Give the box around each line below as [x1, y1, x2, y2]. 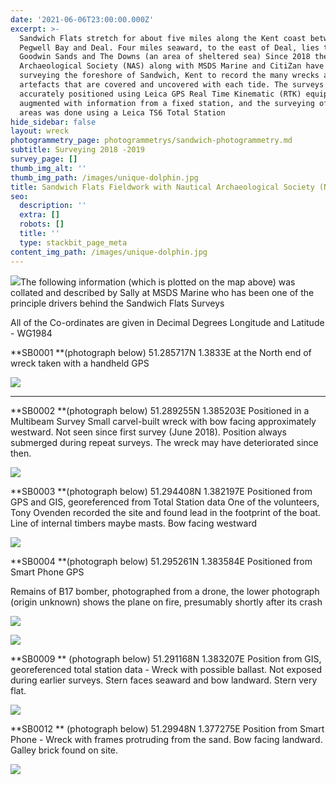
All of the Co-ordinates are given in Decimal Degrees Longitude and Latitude [10, 316, 325, 328]
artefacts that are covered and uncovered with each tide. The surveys [19, 80, 325, 90]
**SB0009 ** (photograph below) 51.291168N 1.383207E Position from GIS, [10, 652, 322, 665]
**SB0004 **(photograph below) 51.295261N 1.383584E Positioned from [10, 555, 313, 567]
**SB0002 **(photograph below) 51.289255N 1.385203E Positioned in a [10, 404, 310, 416]
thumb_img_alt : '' [10, 163, 87, 173]
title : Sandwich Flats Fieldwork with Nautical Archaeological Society [10, 182, 315, 192]
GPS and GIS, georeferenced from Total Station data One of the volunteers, [10, 496, 320, 508]
